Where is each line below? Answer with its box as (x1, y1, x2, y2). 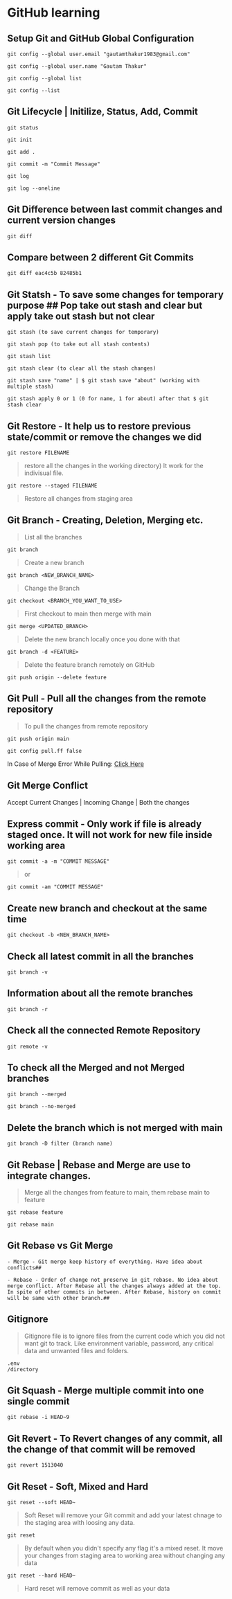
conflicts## (7, 1264, 42, 1271)
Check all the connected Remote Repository (7, 1025, 201, 1037)
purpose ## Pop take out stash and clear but (7, 299, 203, 311)
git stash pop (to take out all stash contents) (7, 341, 150, 348)
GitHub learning (7, 5, 100, 21)
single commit (7, 1395, 70, 1407)
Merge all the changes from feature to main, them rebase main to (24, 1188, 210, 1196)
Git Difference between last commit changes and (7, 204, 223, 215)
